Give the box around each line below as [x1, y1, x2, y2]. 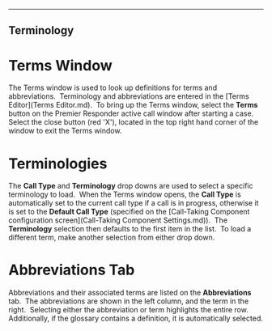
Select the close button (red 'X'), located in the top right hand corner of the [8, 117, 259, 127]
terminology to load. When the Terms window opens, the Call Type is [8, 189, 241, 199]
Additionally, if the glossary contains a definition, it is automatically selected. [8, 313, 263, 324]
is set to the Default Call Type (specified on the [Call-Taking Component [8, 207, 250, 217]
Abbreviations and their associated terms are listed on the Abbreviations [8, 288, 252, 298]
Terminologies [8, 155, 108, 172]
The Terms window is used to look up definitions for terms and [8, 83, 217, 93]
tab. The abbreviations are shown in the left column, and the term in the [8, 296, 249, 306]
